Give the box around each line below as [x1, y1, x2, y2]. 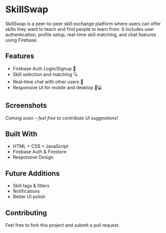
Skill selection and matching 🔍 [12, 71, 78, 77]
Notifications [12, 188, 40, 195]
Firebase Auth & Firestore [12, 149, 67, 155]
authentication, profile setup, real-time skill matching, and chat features [5, 31, 156, 37]
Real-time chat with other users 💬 [12, 79, 84, 85]
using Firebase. [5, 37, 38, 43]
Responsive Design [12, 154, 54, 160]
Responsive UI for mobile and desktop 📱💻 [12, 84, 102, 90]
